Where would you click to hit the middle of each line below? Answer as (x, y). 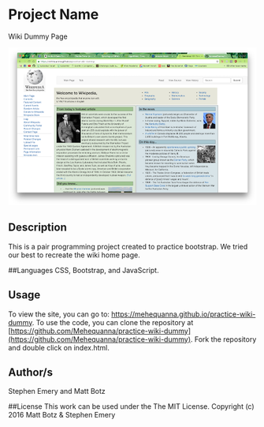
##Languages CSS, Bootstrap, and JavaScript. (84, 270)
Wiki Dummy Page (38, 36)
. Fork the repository (223, 339)
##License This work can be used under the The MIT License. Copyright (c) (131, 406)
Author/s (31, 372)
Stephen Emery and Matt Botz (57, 391)
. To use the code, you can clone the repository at (113, 322)
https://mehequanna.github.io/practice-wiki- (184, 314)
